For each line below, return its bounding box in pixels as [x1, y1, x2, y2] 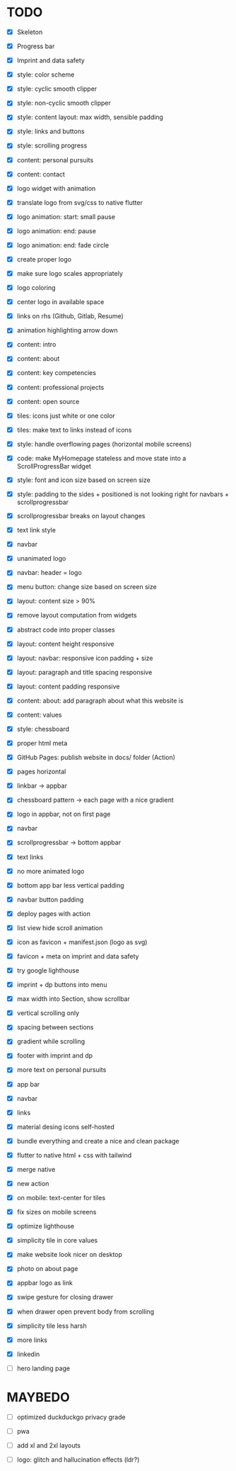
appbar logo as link [16, 1279, 73, 1287]
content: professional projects [16, 383, 105, 391]
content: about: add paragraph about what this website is [16, 696, 184, 705]
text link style [16, 526, 56, 535]
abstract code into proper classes [16, 625, 115, 634]
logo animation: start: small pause [16, 212, 116, 220]
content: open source [16, 397, 80, 405]
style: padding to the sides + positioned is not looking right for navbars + [16, 490, 230, 498]
